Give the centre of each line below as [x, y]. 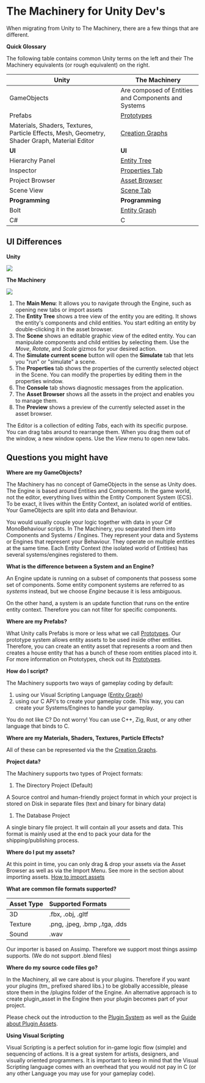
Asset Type [27, 904]
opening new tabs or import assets [59, 309]
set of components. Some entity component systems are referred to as [95, 584]
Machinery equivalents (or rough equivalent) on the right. [78, 65]
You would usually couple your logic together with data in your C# [89, 522]
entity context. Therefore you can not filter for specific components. [92, 609]
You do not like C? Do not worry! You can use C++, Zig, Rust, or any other [99, 719]
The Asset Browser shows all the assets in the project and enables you [105, 394]
